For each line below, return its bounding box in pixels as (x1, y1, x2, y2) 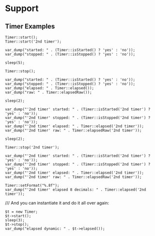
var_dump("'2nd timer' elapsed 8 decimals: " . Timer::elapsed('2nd (5, 187, 146, 192)
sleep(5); (5, 60, 25, 65)
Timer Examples (5, 22, 55, 30)
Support (5, 3, 39, 14)
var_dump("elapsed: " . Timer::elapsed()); (5, 86, 94, 90)
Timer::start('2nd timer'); (5, 39, 62, 44)
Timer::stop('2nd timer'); (5, 145, 60, 150)
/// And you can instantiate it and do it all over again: (5, 200, 109, 206)
